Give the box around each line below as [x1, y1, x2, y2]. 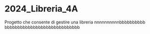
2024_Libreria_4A [4, 3, 78, 14]
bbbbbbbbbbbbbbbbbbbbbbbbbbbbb [4, 24, 80, 30]
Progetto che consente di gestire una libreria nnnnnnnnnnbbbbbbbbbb [4, 19, 146, 25]
